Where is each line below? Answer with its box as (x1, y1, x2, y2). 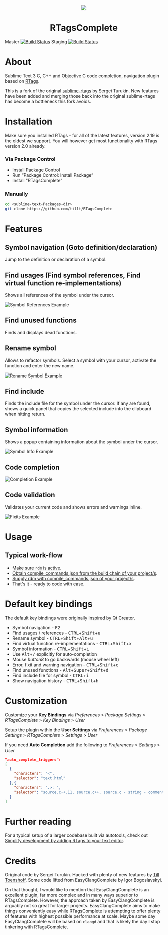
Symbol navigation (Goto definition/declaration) (5, 243, 158, 252)
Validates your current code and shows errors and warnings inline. (5, 504, 142, 510)
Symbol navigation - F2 (12, 624, 61, 630)
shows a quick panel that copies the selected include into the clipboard (5, 406, 152, 412)
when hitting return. (5, 411, 46, 417)
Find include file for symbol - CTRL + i (12, 672, 89, 678)
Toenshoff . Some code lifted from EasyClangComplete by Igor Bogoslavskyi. (5, 877, 162, 883)
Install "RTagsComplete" (12, 178, 63, 184)
